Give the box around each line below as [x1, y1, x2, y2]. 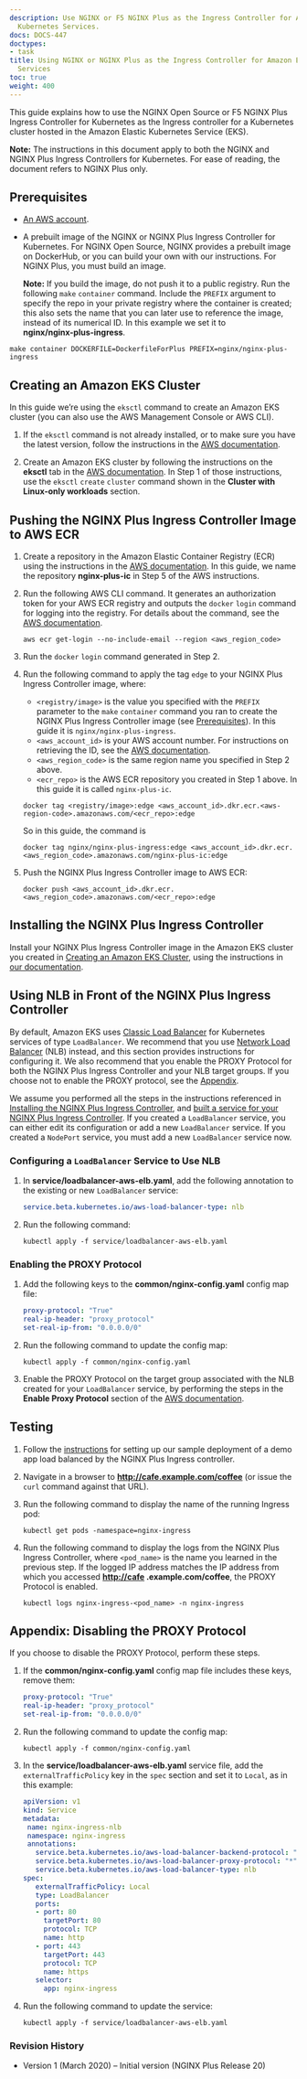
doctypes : [9, 38, 48, 48]
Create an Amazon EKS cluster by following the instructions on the [22, 456, 273, 467]
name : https [43, 1967, 90, 1977]
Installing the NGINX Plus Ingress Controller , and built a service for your [9, 1102, 279, 1113]
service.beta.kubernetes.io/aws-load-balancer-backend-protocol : [35, 1849, 290, 1858]
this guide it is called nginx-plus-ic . [36, 784, 172, 795]
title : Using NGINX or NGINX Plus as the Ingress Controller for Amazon [9, 56, 292, 65]
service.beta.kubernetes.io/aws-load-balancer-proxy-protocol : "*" [35, 1857, 298, 1866]
